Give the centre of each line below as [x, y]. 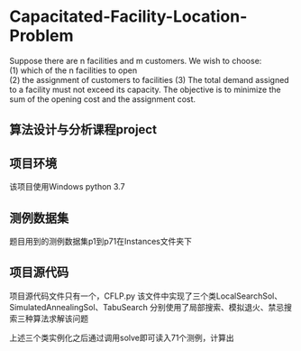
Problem [41, 36]
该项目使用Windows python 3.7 [67, 187]
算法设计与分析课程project [83, 129]
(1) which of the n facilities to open [73, 70]
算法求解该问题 [60, 319]
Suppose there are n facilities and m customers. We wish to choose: [136, 60]
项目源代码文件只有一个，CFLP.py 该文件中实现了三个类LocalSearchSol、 [146, 296]
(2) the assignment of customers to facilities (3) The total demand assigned [150, 79]
